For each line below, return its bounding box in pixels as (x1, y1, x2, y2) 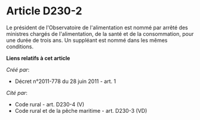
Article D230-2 (6, 4, 82, 18)
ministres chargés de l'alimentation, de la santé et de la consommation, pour (6, 30, 194, 37)
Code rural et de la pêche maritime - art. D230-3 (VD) (14, 107, 147, 114)
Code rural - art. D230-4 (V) (14, 100, 85, 108)
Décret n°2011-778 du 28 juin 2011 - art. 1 (14, 78, 116, 85)
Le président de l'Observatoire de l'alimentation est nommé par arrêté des (6, 24, 188, 31)
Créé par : (6, 66, 30, 73)
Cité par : (6, 89, 28, 96)
